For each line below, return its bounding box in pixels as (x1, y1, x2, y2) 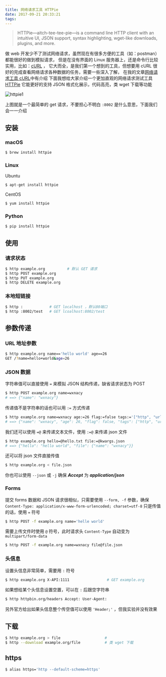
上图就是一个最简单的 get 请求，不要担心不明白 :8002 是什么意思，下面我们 (5, 102, 158, 108)
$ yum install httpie (5, 201, 50, 206)
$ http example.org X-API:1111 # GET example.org (5, 577, 145, 582)
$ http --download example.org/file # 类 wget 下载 (5, 640, 134, 645)
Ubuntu (5, 173, 21, 179)
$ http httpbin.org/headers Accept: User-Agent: (5, 596, 107, 602)
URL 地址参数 (5, 339, 37, 346)
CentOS (5, 191, 21, 198)
